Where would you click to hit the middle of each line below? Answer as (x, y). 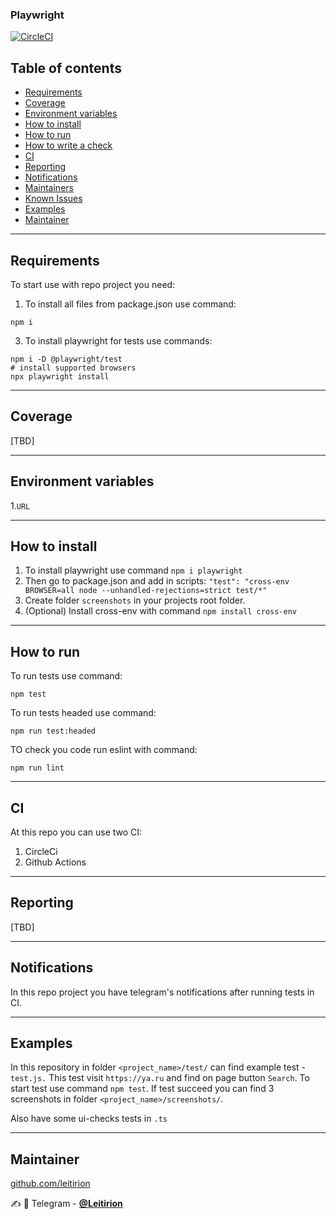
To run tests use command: (66, 676)
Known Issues (53, 199)
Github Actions (55, 862)
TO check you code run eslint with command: (104, 750)
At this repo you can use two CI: (76, 832)
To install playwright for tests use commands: (118, 340)
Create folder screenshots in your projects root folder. (135, 600)
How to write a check (68, 145)
